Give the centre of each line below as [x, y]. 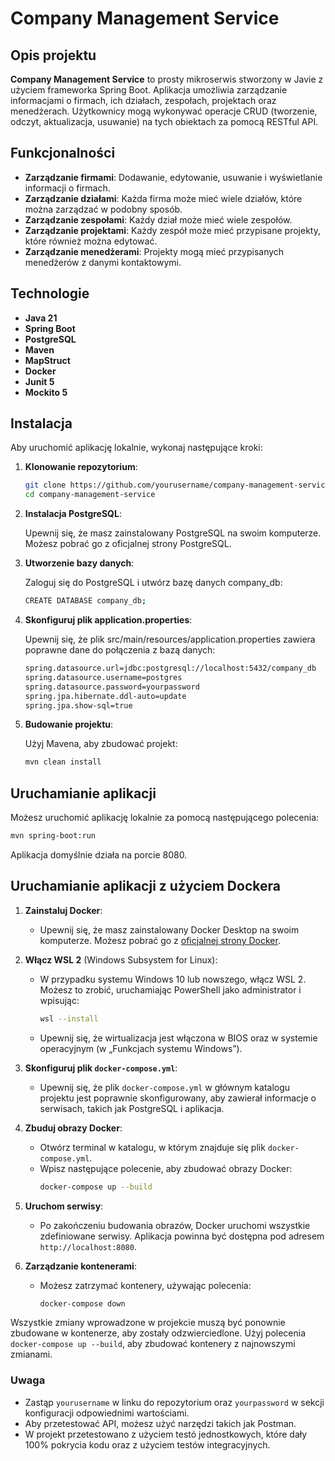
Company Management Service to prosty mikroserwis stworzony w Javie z [167, 79]
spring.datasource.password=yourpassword [112, 687]
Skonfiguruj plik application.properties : [108, 620]
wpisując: [59, 1000]
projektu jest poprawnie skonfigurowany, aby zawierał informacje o [178, 1098]
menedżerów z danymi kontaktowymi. [103, 262]
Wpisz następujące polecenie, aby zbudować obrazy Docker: [166, 1168]
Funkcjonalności [63, 153]
